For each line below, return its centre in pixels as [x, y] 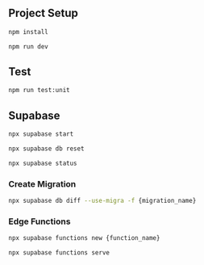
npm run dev [28, 46]
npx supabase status [43, 163]
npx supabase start [41, 134]
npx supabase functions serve [59, 253]
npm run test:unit [39, 90]
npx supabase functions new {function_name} [84, 238]
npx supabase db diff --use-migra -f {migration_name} [102, 200]
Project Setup [44, 13]
